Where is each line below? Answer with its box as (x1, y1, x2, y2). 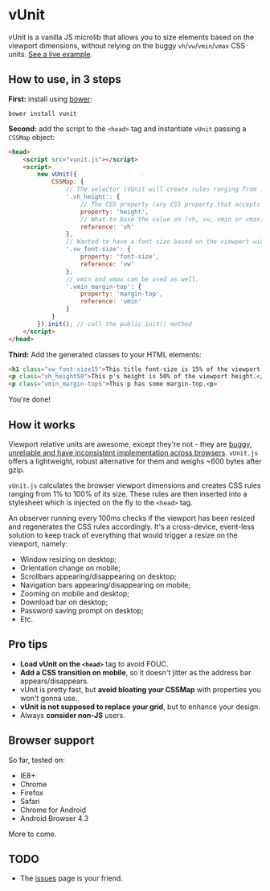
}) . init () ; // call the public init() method (37, 320, 193, 328)
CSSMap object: (8, 132, 55, 142)
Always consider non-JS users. (19, 710, 126, 720)
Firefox (19, 787, 44, 798)
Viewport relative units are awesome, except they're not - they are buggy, (8, 439, 252, 448)
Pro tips (8, 637, 48, 651)
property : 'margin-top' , (80, 290, 163, 299)
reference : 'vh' (80, 223, 135, 231)
